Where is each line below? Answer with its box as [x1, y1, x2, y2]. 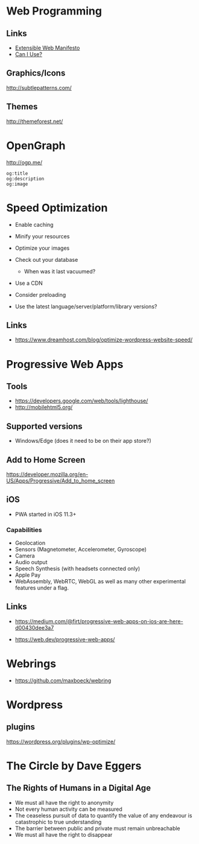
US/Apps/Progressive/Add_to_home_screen [6, 477, 115, 484]
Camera [14, 552, 35, 559]
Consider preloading [14, 291, 66, 298]
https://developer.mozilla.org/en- [6, 471, 89, 478]
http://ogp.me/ [6, 159, 43, 166]
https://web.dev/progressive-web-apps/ [14, 635, 115, 643]
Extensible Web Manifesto [14, 44, 80, 51]
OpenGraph [6, 139, 66, 152]
